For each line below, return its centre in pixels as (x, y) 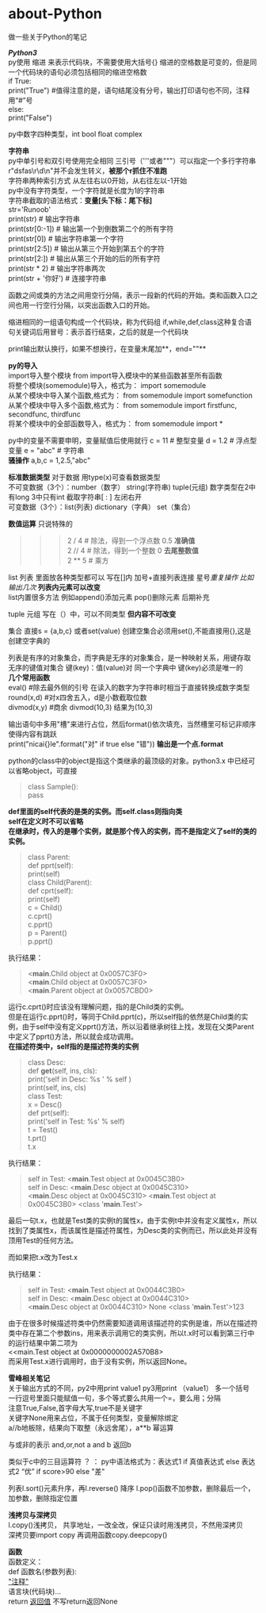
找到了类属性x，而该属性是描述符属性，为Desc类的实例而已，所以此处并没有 (133, 1230)
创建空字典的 (29, 640)
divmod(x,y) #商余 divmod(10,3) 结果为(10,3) (80, 707)
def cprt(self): (50, 890)
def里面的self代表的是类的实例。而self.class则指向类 (95, 811)
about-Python (55, 14)
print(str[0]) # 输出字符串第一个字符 (66, 238)
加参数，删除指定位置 (43, 1498)
